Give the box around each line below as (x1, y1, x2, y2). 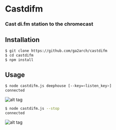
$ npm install (5, 57, 34, 62)
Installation (5, 35, 40, 44)
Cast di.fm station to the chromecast (5, 21, 94, 28)
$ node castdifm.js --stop (5, 106, 60, 111)
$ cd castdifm (5, 53, 34, 58)
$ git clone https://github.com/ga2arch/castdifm (5, 48, 108, 53)
